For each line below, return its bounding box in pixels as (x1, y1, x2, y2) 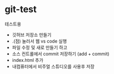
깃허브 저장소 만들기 (12, 31, 51, 38)
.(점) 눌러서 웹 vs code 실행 (12, 38, 67, 44)
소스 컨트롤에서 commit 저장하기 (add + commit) (12, 51, 109, 57)
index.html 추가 (12, 57, 43, 63)
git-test (5, 4, 37, 15)
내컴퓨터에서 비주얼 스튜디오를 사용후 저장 (12, 63, 95, 69)
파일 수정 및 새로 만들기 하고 (12, 44, 68, 50)
